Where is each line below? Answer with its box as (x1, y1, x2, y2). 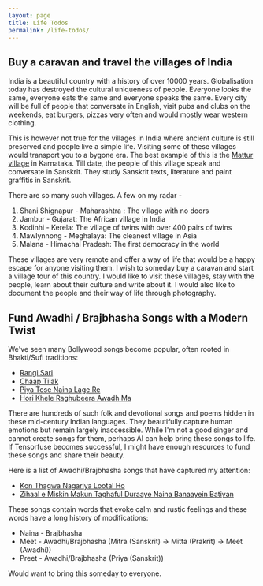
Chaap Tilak (19, 376, 59, 386)
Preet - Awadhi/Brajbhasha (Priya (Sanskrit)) (19, 554, 164, 562)
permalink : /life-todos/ (8, 26, 90, 34)
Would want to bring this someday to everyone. (8, 569, 161, 578)
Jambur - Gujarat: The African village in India (19, 215, 166, 224)
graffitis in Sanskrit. (8, 175, 72, 185)
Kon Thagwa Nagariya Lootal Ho (19, 481, 125, 490)
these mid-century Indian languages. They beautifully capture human (8, 417, 233, 426)
